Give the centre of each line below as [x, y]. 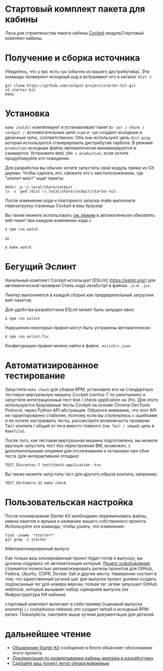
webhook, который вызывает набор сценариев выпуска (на [67, 589]
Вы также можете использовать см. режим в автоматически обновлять [80, 215]
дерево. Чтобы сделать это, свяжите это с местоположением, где [74, 173]
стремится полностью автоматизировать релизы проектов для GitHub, [79, 568]
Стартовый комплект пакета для [75, 9]
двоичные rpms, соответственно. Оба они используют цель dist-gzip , [78, 137]
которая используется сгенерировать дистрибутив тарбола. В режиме [79, 142]
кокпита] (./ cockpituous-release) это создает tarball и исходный [71, 609]
